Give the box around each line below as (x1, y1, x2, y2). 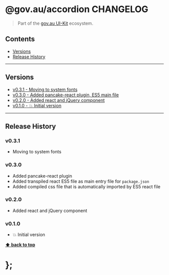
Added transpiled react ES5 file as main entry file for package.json (12, 178, 149, 184)
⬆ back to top (5, 242, 35, 248)
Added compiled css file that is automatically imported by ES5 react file (12, 183, 161, 190)
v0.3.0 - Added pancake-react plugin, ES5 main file (12, 92, 119, 98)
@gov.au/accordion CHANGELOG (5, 4, 148, 15)
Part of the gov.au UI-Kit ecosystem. (17, 20, 94, 26)
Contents (5, 35, 35, 43)
